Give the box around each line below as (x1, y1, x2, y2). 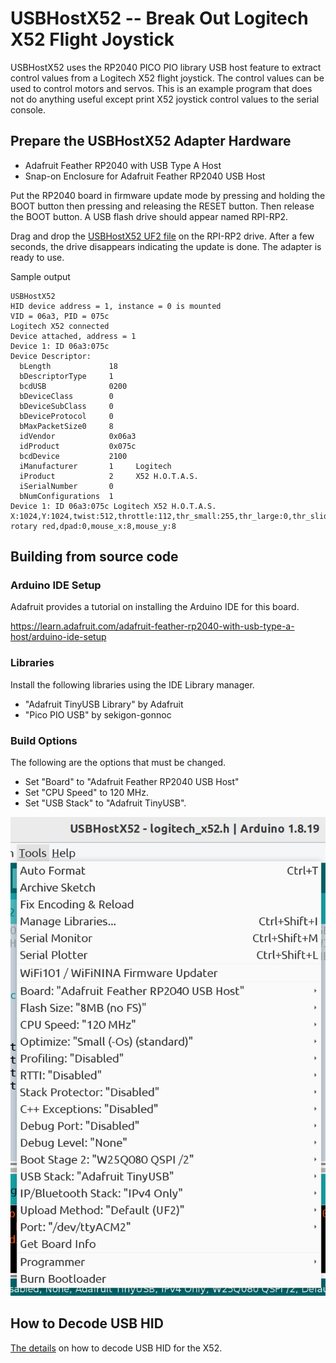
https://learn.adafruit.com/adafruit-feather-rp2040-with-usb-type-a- (10, 620, 295, 632)
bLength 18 (19, 361, 118, 371)
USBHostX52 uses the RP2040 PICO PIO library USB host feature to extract (10, 61, 322, 73)
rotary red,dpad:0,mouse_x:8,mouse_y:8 (10, 521, 177, 531)
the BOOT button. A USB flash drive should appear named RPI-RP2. (10, 210, 289, 222)
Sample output (10, 270, 71, 282)
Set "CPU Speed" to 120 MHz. (24, 787, 150, 799)
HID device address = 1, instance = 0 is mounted (10, 301, 222, 311)
